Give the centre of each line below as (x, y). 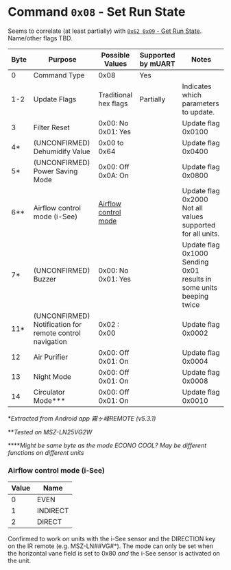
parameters (200, 103)
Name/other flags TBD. (40, 38)
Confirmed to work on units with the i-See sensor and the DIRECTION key (112, 539)
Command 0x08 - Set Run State (97, 12)
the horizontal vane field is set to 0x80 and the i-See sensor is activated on (114, 554)
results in (197, 279)
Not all (192, 208)
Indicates (197, 86)
